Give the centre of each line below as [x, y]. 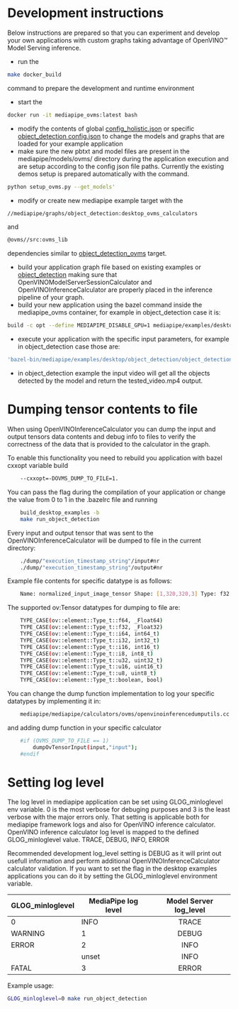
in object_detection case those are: [69, 347]
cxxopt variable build [38, 465]
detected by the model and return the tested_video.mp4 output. [110, 381]
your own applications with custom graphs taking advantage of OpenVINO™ [118, 40]
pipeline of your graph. [51, 298]
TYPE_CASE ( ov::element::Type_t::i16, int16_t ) [90, 647]
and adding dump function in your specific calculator [84, 727]
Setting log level [56, 782]
